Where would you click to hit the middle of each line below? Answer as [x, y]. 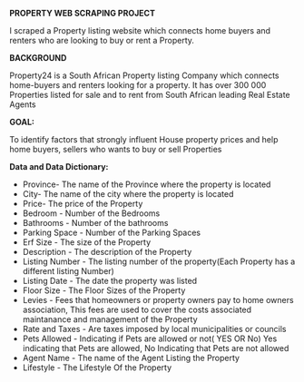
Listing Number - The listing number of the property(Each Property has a [159, 261]
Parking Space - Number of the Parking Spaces [112, 232]
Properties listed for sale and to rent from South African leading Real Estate [150, 95]
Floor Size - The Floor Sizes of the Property [104, 290]
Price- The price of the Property [83, 204]
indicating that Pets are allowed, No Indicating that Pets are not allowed [156, 348]
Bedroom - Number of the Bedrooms [91, 213]
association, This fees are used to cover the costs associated [137, 309]
